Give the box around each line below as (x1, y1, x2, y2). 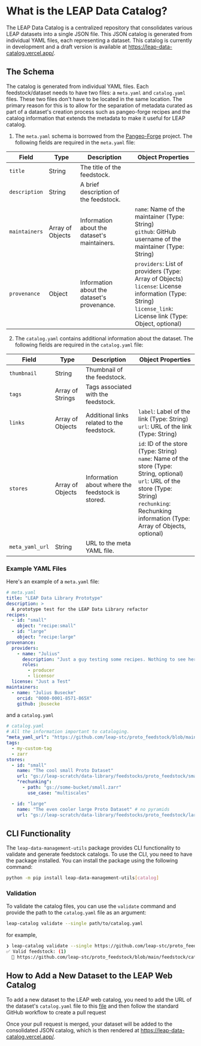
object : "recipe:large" (17, 634, 77, 640)
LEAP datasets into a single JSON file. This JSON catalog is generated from (6, 30, 193, 37)
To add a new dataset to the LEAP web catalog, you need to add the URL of (6, 996, 192, 1003)
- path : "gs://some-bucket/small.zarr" (22, 784, 121, 790)
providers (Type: (134, 267, 181, 275)
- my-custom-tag (11, 745, 52, 752)
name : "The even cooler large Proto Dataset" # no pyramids (17, 806, 170, 812)
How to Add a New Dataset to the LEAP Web (6, 971, 173, 981)
